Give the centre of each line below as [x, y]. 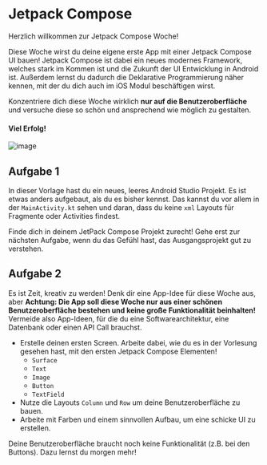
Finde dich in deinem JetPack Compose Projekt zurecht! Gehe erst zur [124, 231]
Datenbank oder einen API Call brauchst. [75, 327]
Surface [44, 360]
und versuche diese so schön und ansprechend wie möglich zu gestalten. [130, 110]
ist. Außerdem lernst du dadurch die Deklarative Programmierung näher [126, 77]
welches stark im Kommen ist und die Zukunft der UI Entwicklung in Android [133, 68]
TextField [48, 394]
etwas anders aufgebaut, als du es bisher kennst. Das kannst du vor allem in [134, 199]
